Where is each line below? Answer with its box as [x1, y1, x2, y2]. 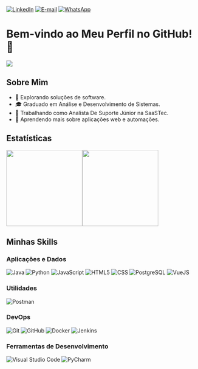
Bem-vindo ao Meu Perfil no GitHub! [6, 27, 193, 41]
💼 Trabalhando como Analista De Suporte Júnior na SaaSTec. [15, 109, 169, 116]
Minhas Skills [6, 236, 58, 247]
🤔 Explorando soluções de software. [15, 93, 106, 100]
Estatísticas [6, 133, 52, 144]
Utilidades [6, 284, 38, 292]
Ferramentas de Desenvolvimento [6, 342, 109, 350]
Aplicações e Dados [6, 255, 67, 263]
